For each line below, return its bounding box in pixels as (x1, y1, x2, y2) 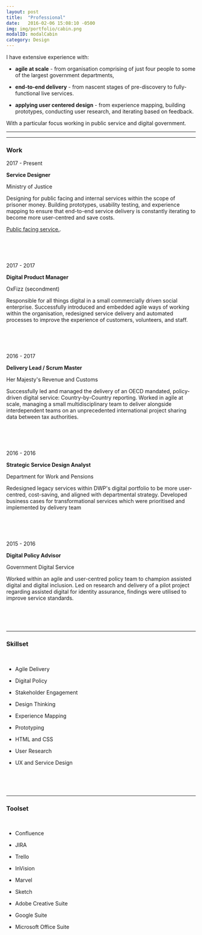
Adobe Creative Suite (14, 899, 68, 907)
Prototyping (14, 724, 44, 731)
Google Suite (14, 911, 47, 919)
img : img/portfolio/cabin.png (6, 25, 82, 32)
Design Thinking (14, 700, 56, 707)
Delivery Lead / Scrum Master (6, 364, 82, 371)
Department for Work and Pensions (6, 473, 94, 480)
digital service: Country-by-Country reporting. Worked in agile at (23, 394, 183, 402)
